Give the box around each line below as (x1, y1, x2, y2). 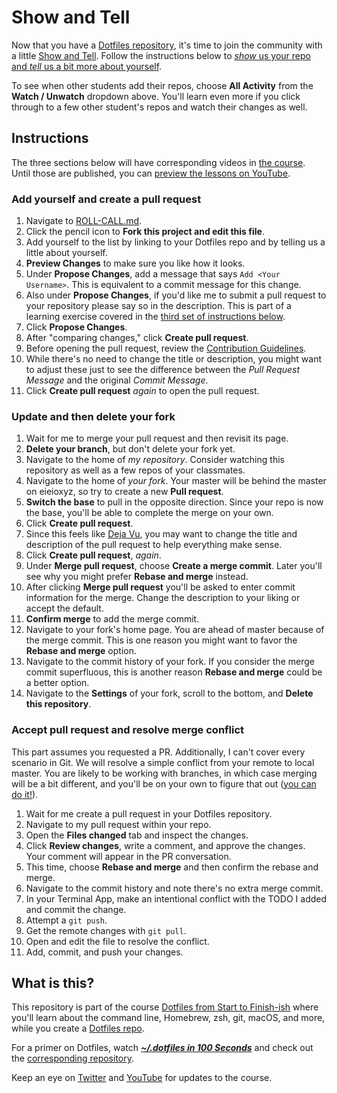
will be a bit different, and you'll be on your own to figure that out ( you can (11, 777, 317, 790)
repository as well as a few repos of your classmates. (25, 464, 246, 476)
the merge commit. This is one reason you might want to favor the (25, 634, 298, 646)
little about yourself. (25, 247, 108, 259)
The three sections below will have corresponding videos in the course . (11, 156, 306, 168)
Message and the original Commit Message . (25, 374, 209, 386)
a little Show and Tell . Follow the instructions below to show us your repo (11, 49, 311, 61)
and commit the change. (25, 903, 127, 915)
